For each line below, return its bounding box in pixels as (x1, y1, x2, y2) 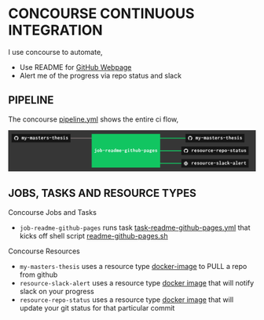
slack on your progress (19, 286, 94, 296)
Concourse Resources (8, 246, 80, 256)
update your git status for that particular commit (19, 303, 175, 312)
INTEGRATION (8, 21, 104, 39)
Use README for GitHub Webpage (19, 62, 132, 71)
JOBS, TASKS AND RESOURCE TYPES (8, 187, 196, 200)
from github (19, 270, 58, 279)
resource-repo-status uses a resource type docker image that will (19, 295, 234, 304)
